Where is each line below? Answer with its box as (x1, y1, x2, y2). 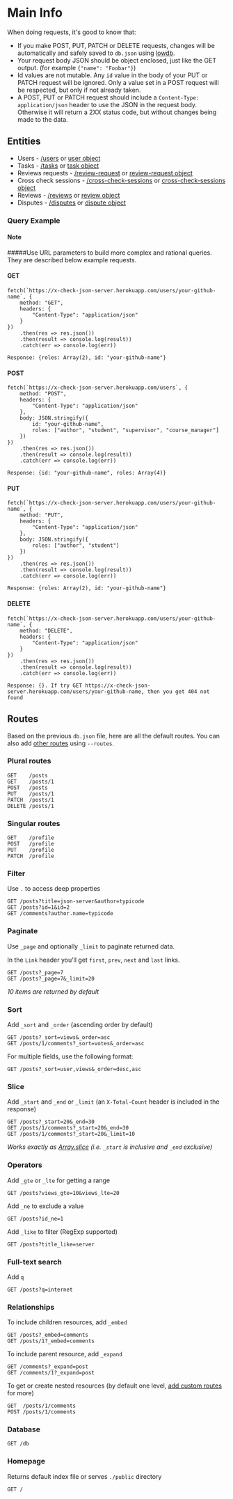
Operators (7, 1160, 43, 1170)
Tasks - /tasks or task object (17, 161, 99, 170)
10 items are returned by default (7, 987, 99, 996)
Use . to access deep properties (7, 885, 101, 893)
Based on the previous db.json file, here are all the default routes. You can (7, 731, 220, 740)
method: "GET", (19, 299, 64, 307)
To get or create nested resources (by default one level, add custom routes (7, 1381, 223, 1390)
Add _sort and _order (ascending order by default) (7, 1020, 153, 1029)
